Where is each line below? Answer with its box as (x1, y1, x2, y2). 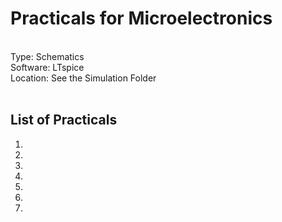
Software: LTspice (10, 61, 85, 73)
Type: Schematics (10, 50, 85, 62)
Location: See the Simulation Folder (10, 72, 157, 84)
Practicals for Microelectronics (10, 7, 273, 30)
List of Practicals (10, 112, 118, 129)
